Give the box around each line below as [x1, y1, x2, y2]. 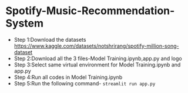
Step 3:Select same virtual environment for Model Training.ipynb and [14, 61, 181, 68]
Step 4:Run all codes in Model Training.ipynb [14, 74, 123, 81]
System [5, 16, 44, 30]
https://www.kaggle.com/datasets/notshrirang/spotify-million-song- [14, 42, 179, 49]
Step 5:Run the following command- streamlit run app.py [14, 79, 156, 87]
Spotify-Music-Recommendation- [5, 4, 175, 18]
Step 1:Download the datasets [14, 36, 86, 43]
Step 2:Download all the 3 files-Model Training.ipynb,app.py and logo [14, 55, 183, 62]
